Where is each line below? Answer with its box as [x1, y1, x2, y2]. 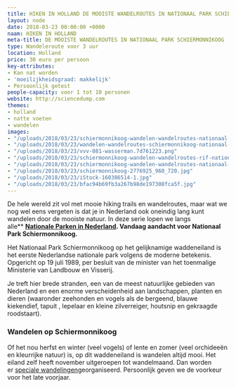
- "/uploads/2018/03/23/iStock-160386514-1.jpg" [7, 174, 152, 181]
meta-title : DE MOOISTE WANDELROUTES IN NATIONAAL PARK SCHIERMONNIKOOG [7, 37, 225, 44]
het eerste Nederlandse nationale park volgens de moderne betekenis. [7, 251, 212, 259]
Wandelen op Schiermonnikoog [7, 327, 117, 337]
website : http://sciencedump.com [7, 96, 105, 103]
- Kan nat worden [7, 69, 58, 76]
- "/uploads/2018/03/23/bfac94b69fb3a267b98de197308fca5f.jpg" [7, 180, 197, 187]
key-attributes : [7, 63, 55, 70]
